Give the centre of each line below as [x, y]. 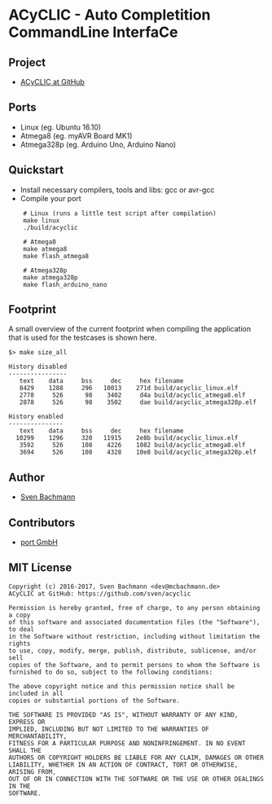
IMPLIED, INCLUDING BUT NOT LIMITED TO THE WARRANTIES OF [109, 729]
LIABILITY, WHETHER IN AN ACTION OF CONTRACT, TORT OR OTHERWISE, [123, 764]
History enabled [36, 417]
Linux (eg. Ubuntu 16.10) [61, 127]
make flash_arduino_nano [65, 284]
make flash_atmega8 [56, 256]
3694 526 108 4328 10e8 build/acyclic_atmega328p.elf [138, 453]
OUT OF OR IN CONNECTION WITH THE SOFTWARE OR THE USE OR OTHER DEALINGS [136, 779]
